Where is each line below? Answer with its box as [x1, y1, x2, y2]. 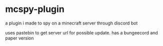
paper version [5, 35, 34, 41]
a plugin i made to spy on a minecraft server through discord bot [5, 20, 138, 26]
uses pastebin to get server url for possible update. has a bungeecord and [5, 29, 158, 35]
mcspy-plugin [5, 3, 65, 15]
